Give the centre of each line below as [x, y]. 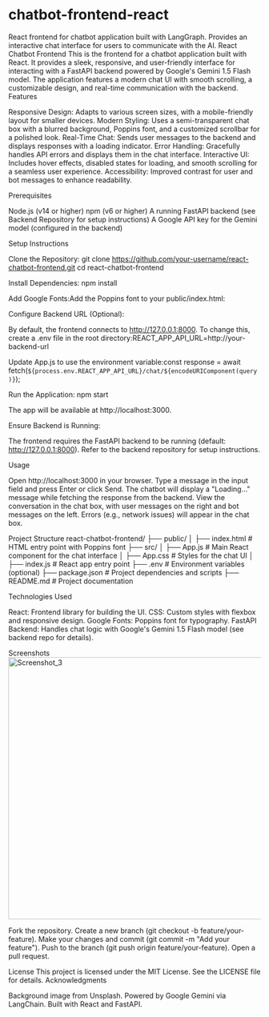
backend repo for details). [51, 637]
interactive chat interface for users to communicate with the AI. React [123, 45]
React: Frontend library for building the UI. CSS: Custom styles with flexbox [132, 612]
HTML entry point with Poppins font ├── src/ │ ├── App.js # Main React [128, 547]
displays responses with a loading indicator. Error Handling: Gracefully [124, 146]
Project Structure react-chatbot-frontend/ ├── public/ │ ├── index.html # [130, 539]
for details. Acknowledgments [58, 980]
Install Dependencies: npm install [63, 282]
